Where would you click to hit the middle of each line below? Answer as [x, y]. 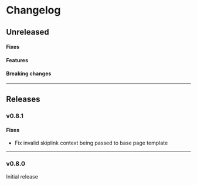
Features [17, 60]
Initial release [22, 176]
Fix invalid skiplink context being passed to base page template [91, 143]
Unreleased [28, 32]
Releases [23, 100]
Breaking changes [29, 73]
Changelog [33, 10]
